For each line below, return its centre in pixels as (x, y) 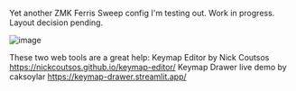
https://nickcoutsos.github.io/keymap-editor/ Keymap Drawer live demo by (148, 67)
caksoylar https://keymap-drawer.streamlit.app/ (98, 77)
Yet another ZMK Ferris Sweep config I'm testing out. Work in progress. (142, 13)
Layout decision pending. (56, 23)
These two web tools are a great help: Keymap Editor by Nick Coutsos (139, 57)
